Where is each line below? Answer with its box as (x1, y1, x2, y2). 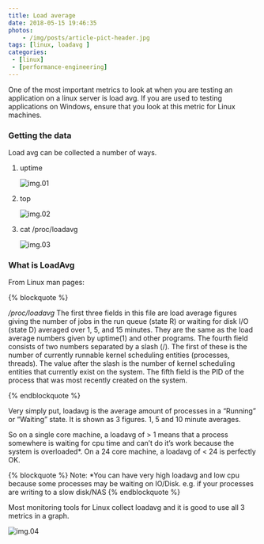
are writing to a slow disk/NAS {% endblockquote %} (8, 488, 181, 497)
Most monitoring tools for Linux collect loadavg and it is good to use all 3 (8, 503, 245, 512)
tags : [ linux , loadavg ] (8, 41, 90, 49)
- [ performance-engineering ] (11, 63, 108, 71)
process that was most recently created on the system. (8, 375, 188, 385)
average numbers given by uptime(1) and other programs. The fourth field (8, 333, 248, 343)
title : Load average (8, 11, 77, 20)
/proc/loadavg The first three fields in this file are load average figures (8, 308, 237, 318)
